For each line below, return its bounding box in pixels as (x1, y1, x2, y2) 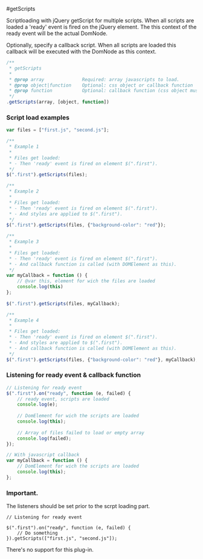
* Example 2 (8, 188, 39, 194)
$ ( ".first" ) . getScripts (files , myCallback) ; (6, 300, 120, 306)
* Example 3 (8, 239, 39, 245)
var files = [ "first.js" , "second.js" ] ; (6, 127, 110, 133)
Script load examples (6, 113, 69, 122)
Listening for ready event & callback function (6, 371, 141, 379)
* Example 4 (8, 317, 39, 323)
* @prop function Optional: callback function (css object (8, 88, 188, 94)
